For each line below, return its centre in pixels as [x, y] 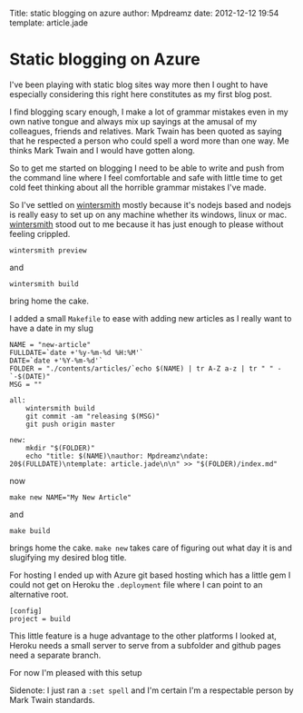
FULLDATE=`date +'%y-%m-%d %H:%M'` [77, 352]
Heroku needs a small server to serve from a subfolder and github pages [145, 645]
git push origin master [71, 424]
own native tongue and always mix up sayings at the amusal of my [133, 121]
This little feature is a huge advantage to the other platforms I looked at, [143, 636]
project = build [40, 619]
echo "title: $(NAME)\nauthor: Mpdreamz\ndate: [117, 456]
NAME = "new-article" [50, 344]
